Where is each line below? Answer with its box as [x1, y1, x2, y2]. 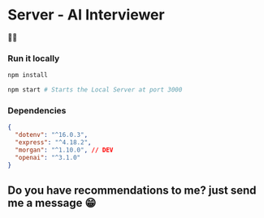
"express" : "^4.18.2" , [15, 139, 92, 147]
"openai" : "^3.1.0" [15, 153, 81, 161]
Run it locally [7, 53, 60, 64]
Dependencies [7, 105, 67, 116]
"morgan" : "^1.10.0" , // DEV [15, 146, 114, 154]
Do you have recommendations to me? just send [7, 183, 257, 197]
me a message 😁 [7, 196, 97, 210]
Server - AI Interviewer [7, 6, 165, 24]
